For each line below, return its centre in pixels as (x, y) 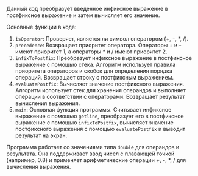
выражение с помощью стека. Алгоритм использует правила (95, 64)
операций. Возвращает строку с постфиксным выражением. (94, 77)
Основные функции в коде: (41, 27)
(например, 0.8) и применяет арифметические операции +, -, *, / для (96, 160)
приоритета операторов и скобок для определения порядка (94, 71)
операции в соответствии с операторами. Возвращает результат (100, 97)
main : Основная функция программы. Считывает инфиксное (93, 110)
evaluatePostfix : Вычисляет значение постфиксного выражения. (100, 84)
